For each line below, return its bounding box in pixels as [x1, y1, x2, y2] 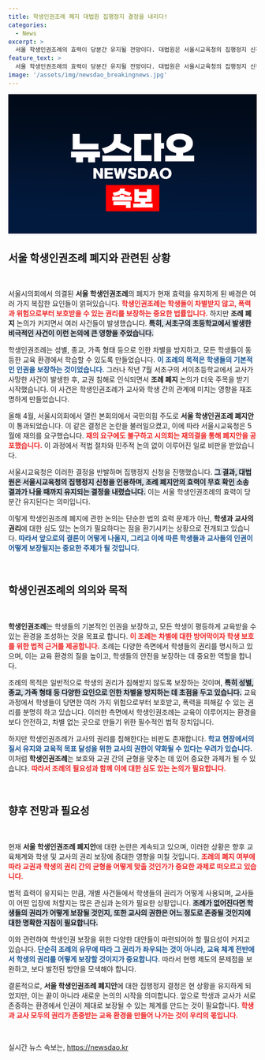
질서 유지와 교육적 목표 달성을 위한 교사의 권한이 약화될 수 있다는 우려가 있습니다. [8, 744, 253, 753]
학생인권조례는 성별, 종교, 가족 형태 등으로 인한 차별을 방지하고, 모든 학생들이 [8, 345, 244, 355]
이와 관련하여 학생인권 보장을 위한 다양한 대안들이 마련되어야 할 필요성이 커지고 [8, 935, 251, 944]
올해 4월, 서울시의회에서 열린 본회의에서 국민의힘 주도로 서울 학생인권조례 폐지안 [8, 411, 255, 421]
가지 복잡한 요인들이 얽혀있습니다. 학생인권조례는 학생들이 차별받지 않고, [16, 299, 237, 308]
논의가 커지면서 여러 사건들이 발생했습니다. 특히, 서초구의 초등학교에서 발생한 [16, 319, 252, 328]
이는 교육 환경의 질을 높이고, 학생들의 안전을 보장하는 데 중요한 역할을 [24, 651, 237, 660]
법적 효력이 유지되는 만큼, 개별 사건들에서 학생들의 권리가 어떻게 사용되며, [8, 888, 233, 898]
